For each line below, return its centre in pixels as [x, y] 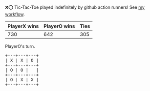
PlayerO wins [59, 26]
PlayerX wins [23, 26]
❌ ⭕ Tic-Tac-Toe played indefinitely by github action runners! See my [75, 7]
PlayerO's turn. [20, 46]
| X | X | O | [22, 60]
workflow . [15, 14]
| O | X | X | [22, 80]
